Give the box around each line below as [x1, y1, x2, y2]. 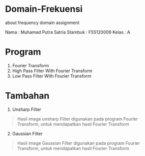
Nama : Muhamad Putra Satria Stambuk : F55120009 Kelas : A [5, 29, 130, 35]
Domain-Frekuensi [5, 3, 83, 15]
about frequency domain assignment [5, 20, 80, 26]
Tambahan [5, 90, 50, 102]
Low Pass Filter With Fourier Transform [12, 73, 92, 79]
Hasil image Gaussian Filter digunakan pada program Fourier [17, 140, 140, 146]
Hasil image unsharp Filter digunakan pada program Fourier [17, 116, 138, 122]
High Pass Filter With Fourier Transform [12, 68, 92, 74]
